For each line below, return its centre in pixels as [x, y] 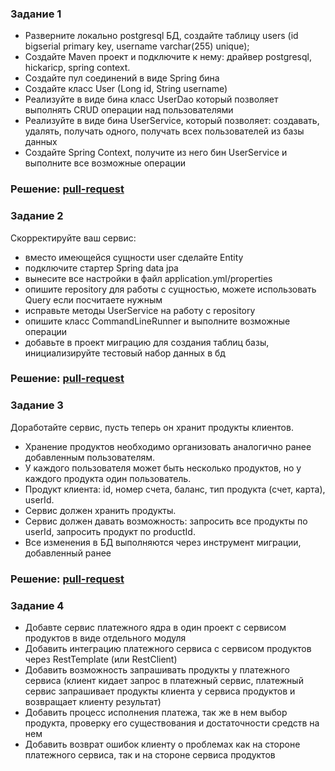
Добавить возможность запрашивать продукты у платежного [157, 669]
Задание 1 [36, 14]
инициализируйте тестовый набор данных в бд [125, 353]
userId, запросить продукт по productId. [110, 531]
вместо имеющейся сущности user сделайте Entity [134, 257]
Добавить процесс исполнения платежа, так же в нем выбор [156, 712]
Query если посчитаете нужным [93, 299]
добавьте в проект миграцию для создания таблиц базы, [147, 342]
